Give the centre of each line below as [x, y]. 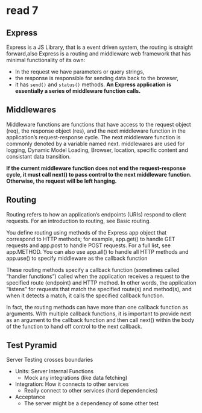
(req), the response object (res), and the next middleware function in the [96, 131]
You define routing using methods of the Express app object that [87, 232]
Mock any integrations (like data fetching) [76, 378]
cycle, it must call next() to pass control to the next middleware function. [99, 174]
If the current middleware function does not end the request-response [96, 168]
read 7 [22, 11]
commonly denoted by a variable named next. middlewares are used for [96, 143]
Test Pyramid [32, 345]
